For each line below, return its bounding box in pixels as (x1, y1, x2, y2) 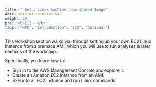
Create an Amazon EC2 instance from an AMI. (12, 72, 104, 78)
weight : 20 (5, 16, 27, 21)
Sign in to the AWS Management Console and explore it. (12, 67, 125, 73)
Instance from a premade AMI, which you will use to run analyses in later (5, 43, 151, 49)
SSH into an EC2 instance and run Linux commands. (12, 78, 117, 84)
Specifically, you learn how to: (5, 58, 66, 64)
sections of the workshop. (5, 49, 57, 55)
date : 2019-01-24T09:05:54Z (5, 12, 62, 16)
